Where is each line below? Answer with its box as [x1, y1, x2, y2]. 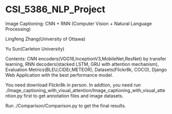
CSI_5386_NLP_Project [5, 4, 105, 15]
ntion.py [5, 93, 23, 99]
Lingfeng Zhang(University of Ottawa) [5, 36, 86, 42]
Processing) [5, 26, 31, 32]
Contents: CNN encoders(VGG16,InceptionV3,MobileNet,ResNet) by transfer [5, 55, 167, 62]
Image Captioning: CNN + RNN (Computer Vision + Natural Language [5, 20, 152, 27]
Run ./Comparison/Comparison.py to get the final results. [5, 102, 126, 108]
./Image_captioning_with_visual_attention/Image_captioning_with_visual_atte [5, 87, 165, 93]
